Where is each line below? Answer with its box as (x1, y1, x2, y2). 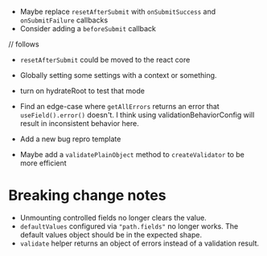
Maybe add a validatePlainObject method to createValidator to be (19, 150, 245, 159)
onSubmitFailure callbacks (19, 15, 109, 25)
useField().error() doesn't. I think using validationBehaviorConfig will (19, 110, 255, 120)
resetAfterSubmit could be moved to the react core (19, 55, 191, 64)
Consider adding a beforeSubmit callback (19, 24, 157, 33)
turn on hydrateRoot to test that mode (19, 86, 145, 95)
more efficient (19, 158, 67, 168)
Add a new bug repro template (19, 134, 121, 144)
